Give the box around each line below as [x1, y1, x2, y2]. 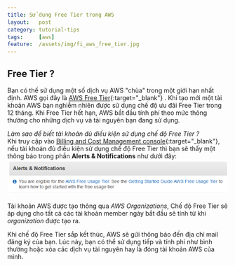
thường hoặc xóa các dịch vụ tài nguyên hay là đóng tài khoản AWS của [7, 245, 215, 253]
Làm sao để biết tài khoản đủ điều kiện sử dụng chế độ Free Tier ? [7, 129, 200, 138]
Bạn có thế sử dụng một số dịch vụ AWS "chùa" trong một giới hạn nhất [7, 86, 215, 94]
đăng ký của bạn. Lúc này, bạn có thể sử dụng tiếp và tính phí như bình [7, 238, 213, 246]
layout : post [7, 18, 52, 26]
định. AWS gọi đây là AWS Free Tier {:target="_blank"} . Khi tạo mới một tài [7, 93, 222, 101]
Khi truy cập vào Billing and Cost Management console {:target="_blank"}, [7, 136, 220, 145]
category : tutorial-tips [7, 26, 80, 33]
